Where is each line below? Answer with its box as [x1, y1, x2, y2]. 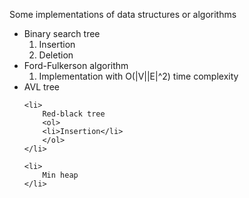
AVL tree [23, 81, 60, 93]
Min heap [42, 170, 79, 180]
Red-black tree [42, 109, 106, 119]
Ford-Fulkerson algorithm [23, 60, 129, 71]
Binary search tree [23, 28, 101, 39]
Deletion [38, 49, 74, 61]
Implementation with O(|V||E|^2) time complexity [38, 70, 239, 82]
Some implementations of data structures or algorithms [9, 9, 237, 20]
